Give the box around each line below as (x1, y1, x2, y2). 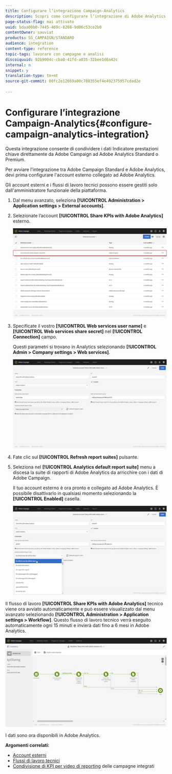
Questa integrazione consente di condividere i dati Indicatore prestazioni (5, 145, 159, 151)
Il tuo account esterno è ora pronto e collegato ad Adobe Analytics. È (12, 485, 159, 491)
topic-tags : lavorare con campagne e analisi (5, 51, 104, 56)
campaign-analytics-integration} (5, 129, 149, 141)
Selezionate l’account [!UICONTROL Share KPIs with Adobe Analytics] (12, 212, 163, 219)
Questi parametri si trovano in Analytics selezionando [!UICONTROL (12, 344, 157, 350)
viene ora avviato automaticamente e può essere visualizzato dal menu (5, 606, 155, 612)
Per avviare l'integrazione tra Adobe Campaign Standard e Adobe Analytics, (5, 166, 165, 172)
